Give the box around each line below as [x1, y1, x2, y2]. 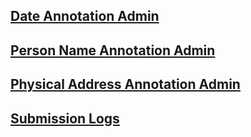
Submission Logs [10, 110, 120, 127]
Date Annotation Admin [10, 8, 160, 25]
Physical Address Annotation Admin [10, 76, 241, 93]
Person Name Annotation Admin [10, 42, 216, 59]
